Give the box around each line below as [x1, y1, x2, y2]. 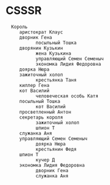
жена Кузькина [35, 50, 71, 57]
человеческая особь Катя [35, 92, 98, 99]
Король [11, 24, 28, 30]
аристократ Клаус [19, 29, 63, 35]
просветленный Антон [19, 109, 71, 115]
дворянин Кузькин [19, 45, 63, 51]
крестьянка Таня [35, 77, 77, 83]
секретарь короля [19, 114, 63, 120]
